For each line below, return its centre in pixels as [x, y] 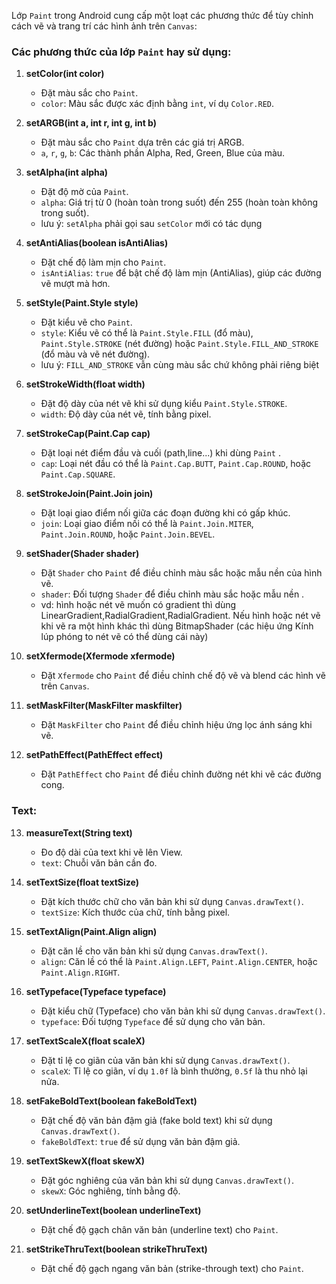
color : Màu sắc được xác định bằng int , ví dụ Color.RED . [157, 104]
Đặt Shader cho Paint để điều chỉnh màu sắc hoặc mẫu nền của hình [181, 573]
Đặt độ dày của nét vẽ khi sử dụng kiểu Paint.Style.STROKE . [164, 404]
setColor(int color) [65, 74]
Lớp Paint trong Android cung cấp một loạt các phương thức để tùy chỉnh [162, 15]
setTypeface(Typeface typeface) [96, 991]
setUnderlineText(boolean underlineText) [113, 1210]
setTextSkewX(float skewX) [85, 1161]
